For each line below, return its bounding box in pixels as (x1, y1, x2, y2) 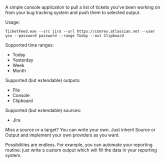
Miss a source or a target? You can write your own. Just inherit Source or (5, 127, 156, 132)
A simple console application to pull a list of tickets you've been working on (5, 4, 160, 10)
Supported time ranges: (5, 42, 54, 48)
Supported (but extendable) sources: (5, 107, 81, 113)
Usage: (5, 19, 20, 25)
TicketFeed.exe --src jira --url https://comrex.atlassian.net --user (5, 29, 155, 34)
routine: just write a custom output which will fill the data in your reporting (5, 147, 157, 153)
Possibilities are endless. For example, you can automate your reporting (5, 142, 152, 147)
